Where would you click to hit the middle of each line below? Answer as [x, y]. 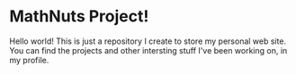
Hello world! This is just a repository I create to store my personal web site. [148, 41]
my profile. [29, 60]
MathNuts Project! [79, 16]
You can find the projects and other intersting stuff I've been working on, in [148, 50]
